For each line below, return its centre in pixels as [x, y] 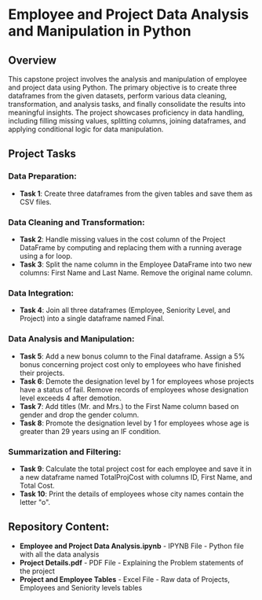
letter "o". [35, 502]
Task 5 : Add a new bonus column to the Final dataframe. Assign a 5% [132, 356]
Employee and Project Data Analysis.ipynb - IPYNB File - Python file [132, 546]
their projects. [42, 373]
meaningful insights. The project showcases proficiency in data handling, [126, 112]
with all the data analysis [59, 554]
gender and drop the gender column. [79, 414]
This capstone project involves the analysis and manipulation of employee [127, 79]
